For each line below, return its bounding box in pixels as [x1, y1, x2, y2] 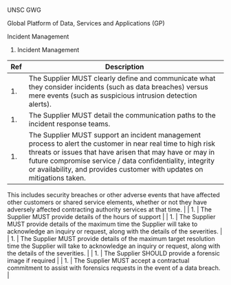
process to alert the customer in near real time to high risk [28, 139, 215, 148]
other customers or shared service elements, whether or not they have [7, 198, 208, 206]
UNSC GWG [7, 6, 41, 14]
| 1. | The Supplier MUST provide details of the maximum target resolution [7, 235, 215, 242]
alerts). [28, 100, 52, 109]
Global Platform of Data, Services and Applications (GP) [7, 19, 165, 27]
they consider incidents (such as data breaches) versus [28, 82, 208, 91]
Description [104, 62, 144, 71]
